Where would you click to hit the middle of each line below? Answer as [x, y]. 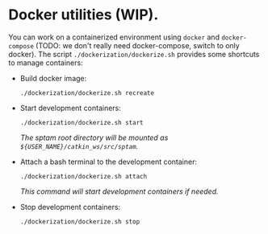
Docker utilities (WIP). [84, 15]
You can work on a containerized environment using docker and [114, 37]
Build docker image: [53, 78]
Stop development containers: [70, 207]
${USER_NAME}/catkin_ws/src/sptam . [79, 146]
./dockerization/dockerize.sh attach [84, 176]
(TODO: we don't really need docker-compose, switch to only [138, 45]
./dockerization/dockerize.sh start [82, 122]
